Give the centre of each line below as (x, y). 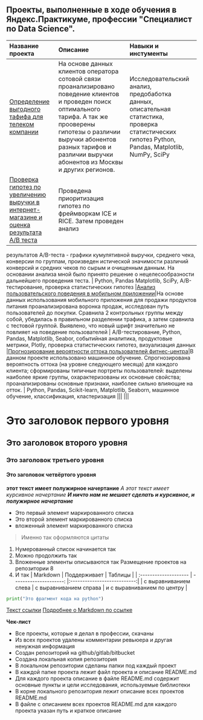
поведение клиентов (89, 94)
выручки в (25, 202)
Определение (30, 101)
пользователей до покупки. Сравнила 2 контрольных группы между (95, 313)
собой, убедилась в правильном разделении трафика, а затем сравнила (100, 319)
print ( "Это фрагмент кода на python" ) (55, 598)
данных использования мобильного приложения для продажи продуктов (101, 299)
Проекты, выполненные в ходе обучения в (92, 10)
